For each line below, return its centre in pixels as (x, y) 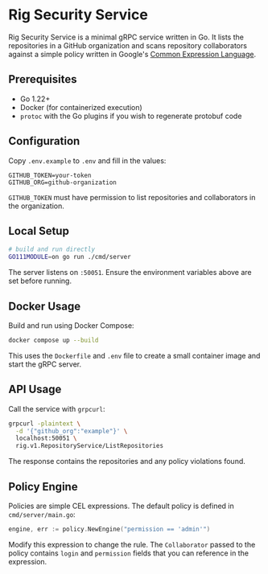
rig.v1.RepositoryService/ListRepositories (89, 446)
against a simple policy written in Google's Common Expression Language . (132, 54)
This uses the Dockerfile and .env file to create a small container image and (134, 355)
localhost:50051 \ (47, 439)
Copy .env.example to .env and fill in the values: (87, 160)
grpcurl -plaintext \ (45, 424)
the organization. (36, 206)
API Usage (35, 389)
